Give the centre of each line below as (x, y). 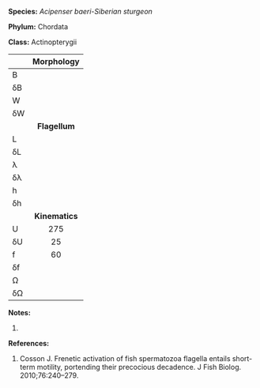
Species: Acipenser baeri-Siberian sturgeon (80, 11)
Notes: (20, 313)
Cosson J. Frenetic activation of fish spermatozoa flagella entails (125, 358)
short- (242, 358)
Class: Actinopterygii (43, 42)
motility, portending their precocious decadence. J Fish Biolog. (139, 367)
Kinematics (56, 216)
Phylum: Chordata (38, 26)
